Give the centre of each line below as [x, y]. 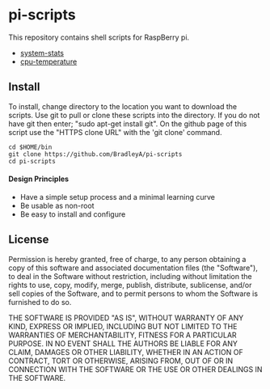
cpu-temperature [49, 61]
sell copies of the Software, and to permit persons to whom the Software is [133, 294]
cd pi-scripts [32, 161]
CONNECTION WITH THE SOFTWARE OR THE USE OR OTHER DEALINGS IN [135, 369]
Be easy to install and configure [73, 214]
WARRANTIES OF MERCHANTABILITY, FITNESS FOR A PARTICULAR [122, 335]
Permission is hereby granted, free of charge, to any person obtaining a [127, 259]
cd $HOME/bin [30, 147]
